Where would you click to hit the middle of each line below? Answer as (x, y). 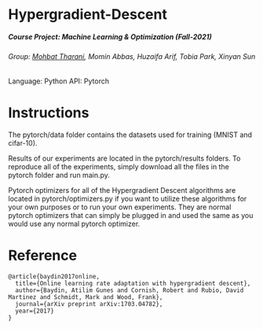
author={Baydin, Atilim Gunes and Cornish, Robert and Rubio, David (130, 290)
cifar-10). (23, 142)
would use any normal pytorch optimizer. (74, 224)
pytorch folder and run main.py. (59, 175)
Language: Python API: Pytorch (59, 81)
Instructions (49, 113)
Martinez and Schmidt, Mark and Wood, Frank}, (86, 297)
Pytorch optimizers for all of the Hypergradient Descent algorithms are (122, 190)
